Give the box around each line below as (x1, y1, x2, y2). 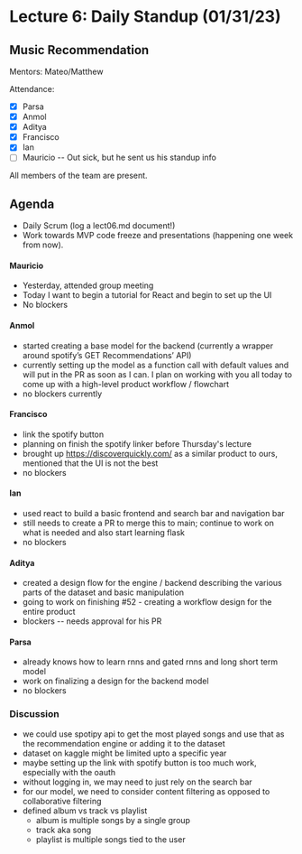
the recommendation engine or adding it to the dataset (22, 738, 225, 748)
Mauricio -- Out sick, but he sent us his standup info (22, 152, 216, 163)
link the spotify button (22, 429, 105, 440)
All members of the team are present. (9, 170, 148, 181)
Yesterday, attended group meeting (22, 280, 154, 291)
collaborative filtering (22, 795, 102, 806)
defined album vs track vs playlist (22, 805, 148, 816)
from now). (22, 239, 64, 250)
